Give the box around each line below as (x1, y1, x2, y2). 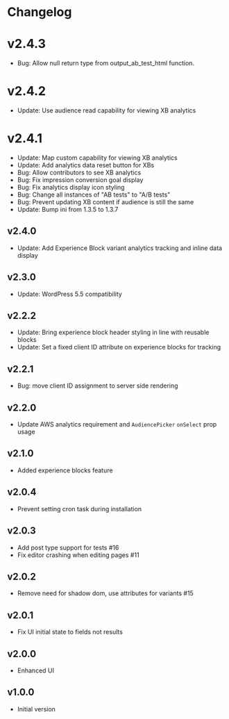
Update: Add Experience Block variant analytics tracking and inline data (17, 244, 223, 252)
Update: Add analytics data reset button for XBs (17, 161, 155, 169)
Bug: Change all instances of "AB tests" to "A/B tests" (17, 190, 171, 199)
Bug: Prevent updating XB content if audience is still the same (17, 198, 194, 206)
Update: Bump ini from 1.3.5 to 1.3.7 (17, 206, 119, 213)
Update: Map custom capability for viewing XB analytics (17, 154, 178, 162)
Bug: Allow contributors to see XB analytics (17, 168, 142, 176)
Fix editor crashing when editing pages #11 (17, 550, 140, 559)
